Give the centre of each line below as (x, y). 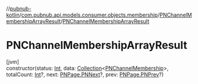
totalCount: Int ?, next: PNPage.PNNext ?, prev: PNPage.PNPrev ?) (85, 74)
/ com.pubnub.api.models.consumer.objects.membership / (89, 15)
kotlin (13, 15)
